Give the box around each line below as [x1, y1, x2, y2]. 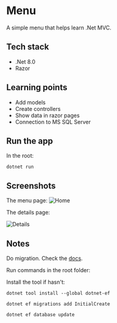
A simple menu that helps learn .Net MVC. [6, 24, 112, 31]
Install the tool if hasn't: [6, 278, 65, 286]
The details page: [6, 209, 51, 216]
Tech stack [6, 42, 49, 52]
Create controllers [15, 105, 61, 112]
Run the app [6, 135, 53, 146]
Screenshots [6, 180, 56, 191]
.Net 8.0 [15, 58, 35, 65]
